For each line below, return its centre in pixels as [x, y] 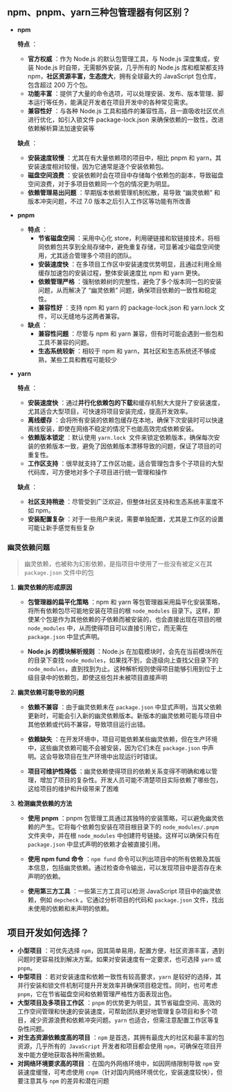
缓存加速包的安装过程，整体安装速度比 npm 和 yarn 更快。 [121, 272]
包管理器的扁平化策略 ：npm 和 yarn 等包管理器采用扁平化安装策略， [125, 602]
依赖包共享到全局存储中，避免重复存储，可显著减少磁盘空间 [129, 247]
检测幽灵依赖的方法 [45, 804]
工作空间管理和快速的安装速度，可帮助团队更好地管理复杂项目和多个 [114, 1011]
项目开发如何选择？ [48, 933]
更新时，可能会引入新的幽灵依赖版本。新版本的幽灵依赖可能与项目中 [125, 716]
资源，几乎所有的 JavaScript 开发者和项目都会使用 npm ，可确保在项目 [116, 1046]
